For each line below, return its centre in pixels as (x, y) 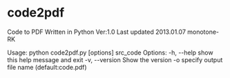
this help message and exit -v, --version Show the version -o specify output (115, 59)
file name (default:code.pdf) (47, 67)
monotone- (203, 32)
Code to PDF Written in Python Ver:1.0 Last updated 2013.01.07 (97, 32)
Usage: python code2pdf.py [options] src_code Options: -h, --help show (110, 52)
